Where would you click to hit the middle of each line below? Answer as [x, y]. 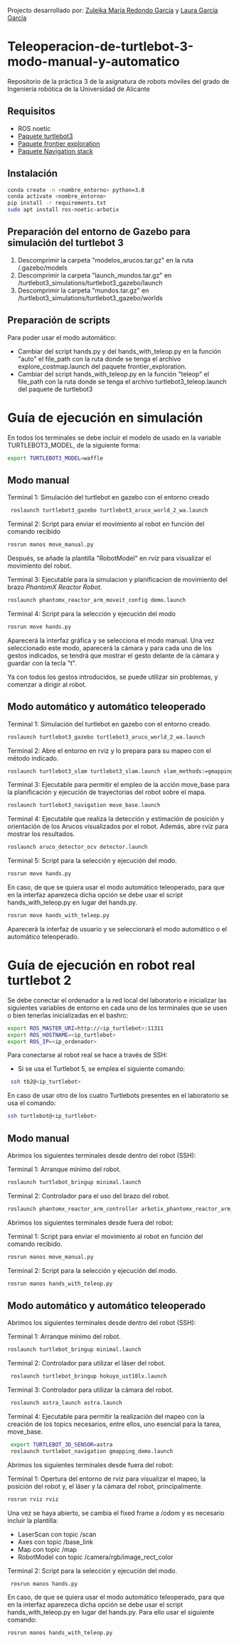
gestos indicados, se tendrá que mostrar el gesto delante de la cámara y [113, 655]
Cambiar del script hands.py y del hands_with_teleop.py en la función [119, 351]
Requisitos [31, 111]
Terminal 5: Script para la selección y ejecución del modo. [92, 861]
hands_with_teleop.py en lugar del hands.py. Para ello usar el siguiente [111, 1612]
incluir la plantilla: [33, 1520]
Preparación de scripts [59, 321]
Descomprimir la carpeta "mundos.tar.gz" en [83, 290]
